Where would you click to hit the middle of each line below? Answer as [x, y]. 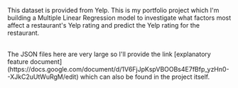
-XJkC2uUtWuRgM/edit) [43, 77]
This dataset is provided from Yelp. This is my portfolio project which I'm [113, 10]
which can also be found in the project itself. [145, 77]
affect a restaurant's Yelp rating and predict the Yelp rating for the [104, 25]
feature [18, 62]
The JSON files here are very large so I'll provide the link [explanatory [109, 54]
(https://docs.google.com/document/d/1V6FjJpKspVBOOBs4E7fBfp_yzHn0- [118, 69]
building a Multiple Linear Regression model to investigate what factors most [119, 18]
